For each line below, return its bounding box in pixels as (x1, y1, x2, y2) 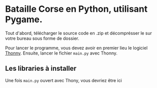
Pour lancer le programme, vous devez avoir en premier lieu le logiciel (5, 45, 148, 51)
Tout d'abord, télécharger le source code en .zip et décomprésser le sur (5, 30, 152, 36)
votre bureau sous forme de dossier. (5, 35, 79, 41)
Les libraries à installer (5, 64, 77, 73)
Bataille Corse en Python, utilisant (5, 3, 148, 15)
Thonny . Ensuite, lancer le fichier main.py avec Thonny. (5, 50, 118, 56)
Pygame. (5, 14, 43, 25)
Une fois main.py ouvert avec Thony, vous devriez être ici (5, 77, 122, 83)
